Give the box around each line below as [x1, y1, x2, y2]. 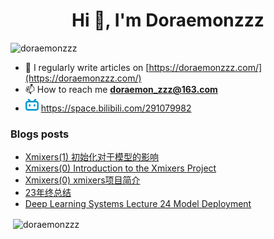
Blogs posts [10, 127, 70, 141]
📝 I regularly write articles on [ [24, 61, 150, 73]
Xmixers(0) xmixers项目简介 [24, 174, 141, 186]
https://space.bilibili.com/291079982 [40, 102, 192, 114]
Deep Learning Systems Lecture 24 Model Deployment [24, 198, 252, 210]
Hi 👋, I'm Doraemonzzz [71, 9, 265, 32]
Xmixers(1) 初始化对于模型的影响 [24, 151, 159, 163]
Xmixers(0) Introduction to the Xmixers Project [24, 162, 217, 174]
